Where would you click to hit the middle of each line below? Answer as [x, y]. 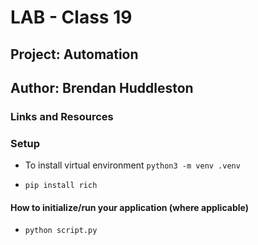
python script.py [61, 231]
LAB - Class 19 [71, 17]
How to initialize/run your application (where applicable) [129, 207]
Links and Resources [62, 116]
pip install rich [61, 186]
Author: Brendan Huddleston [102, 87]
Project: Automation [74, 54]
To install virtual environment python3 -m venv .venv [132, 165]
